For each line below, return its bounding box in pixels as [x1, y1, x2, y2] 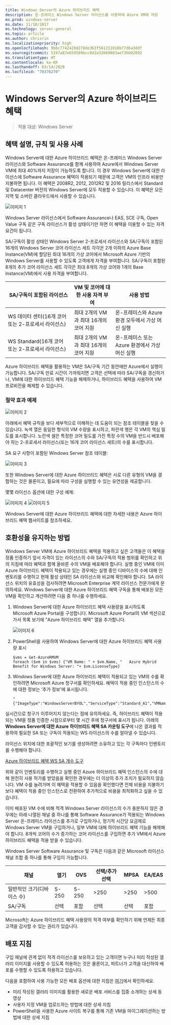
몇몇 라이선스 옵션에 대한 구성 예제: [5, 489, 75, 495]
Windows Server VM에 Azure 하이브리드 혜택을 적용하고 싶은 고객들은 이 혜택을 [5, 548, 165, 554]
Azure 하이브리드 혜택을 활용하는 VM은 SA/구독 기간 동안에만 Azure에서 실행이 [5, 363, 163, 369]
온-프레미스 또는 [115, 333, 153, 341]
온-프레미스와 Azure [115, 309, 163, 316]
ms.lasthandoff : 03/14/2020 [5, 64, 65, 70]
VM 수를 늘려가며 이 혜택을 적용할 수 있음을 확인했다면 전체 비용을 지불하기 [16, 781, 164, 788]
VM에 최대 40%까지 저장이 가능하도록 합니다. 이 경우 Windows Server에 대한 [5, 167, 160, 173]
